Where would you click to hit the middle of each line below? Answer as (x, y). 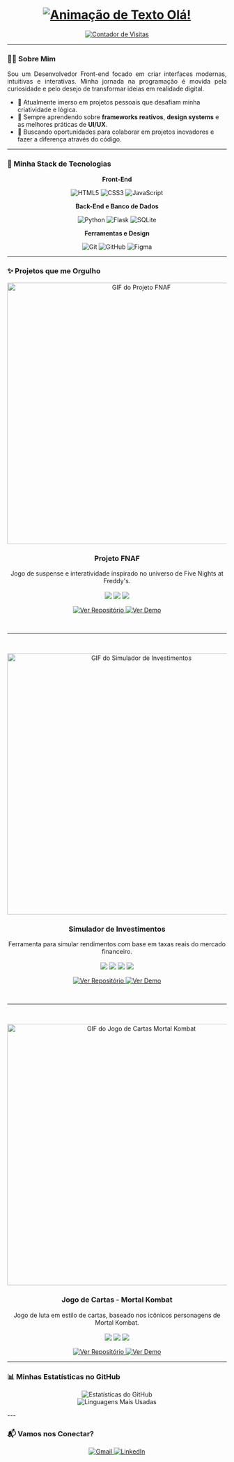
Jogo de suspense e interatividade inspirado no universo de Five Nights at (117, 574)
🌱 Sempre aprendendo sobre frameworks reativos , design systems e (118, 117)
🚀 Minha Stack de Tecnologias (59, 164)
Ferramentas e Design (117, 233)
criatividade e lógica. (47, 110)
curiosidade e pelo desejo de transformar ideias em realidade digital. (106, 89)
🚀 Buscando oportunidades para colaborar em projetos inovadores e (116, 132)
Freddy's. (117, 581)
